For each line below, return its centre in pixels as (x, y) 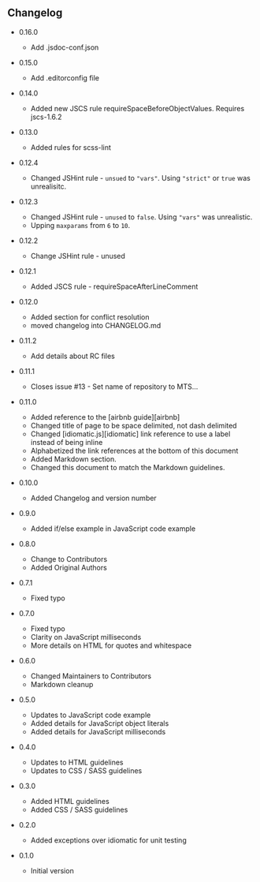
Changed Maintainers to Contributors (91, 676)
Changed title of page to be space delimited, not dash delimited (134, 425)
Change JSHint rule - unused (78, 256)
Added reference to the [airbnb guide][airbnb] (105, 417)
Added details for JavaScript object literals (100, 723)
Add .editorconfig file (65, 77)
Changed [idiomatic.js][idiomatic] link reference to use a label (130, 434)
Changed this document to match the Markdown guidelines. (128, 467)
